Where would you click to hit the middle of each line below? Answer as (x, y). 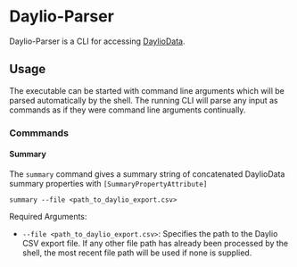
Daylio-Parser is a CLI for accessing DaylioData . (97, 41)
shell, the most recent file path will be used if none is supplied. (137, 253)
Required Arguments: (48, 216)
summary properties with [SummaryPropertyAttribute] (108, 183)
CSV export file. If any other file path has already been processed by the (155, 243)
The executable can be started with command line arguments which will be (147, 90)
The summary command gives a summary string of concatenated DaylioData (147, 174)
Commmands (39, 133)
